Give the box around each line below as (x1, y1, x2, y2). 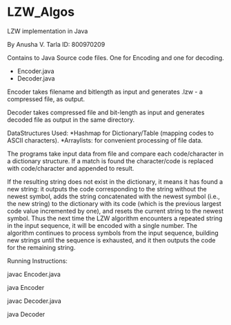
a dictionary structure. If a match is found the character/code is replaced (7, 156, 214, 165)
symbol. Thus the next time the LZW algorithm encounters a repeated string (7, 214, 223, 222)
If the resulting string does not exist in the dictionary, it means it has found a (7, 177, 223, 186)
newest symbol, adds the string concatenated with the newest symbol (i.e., (7, 192, 221, 200)
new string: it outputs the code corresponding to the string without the (7, 185, 207, 193)
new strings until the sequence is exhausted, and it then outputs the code (7, 235, 216, 244)
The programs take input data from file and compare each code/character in (7, 149, 224, 158)
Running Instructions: (7, 256, 68, 265)
